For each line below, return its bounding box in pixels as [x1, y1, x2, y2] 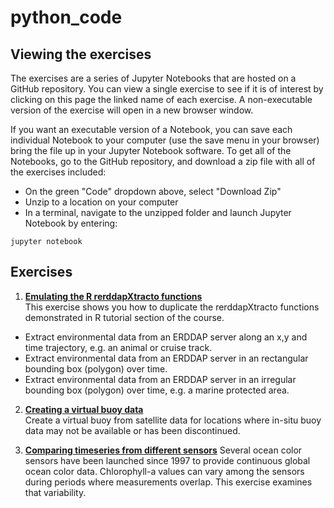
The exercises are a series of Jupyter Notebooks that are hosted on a [10, 72, 297, 84]
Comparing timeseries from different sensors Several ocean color [24, 444, 303, 456]
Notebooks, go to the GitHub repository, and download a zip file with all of [10, 156, 316, 167]
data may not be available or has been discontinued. [24, 424, 241, 436]
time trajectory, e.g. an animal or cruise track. [24, 341, 213, 353]
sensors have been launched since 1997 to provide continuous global [24, 454, 311, 466]
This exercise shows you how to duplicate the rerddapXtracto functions [24, 301, 320, 313]
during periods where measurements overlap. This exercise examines [24, 476, 313, 488]
